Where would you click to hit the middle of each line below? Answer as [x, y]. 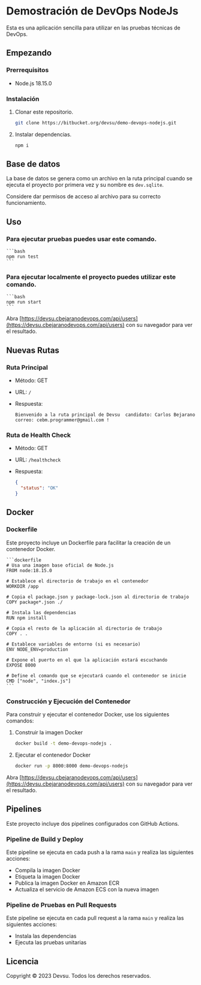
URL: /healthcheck [38, 460]
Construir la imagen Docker [49, 733]
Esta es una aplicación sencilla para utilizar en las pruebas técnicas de [94, 28]
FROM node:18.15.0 [29, 570]
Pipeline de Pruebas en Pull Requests [61, 904]
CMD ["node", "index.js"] [38, 681]
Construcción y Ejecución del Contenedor [68, 701]
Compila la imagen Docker [47, 870]
